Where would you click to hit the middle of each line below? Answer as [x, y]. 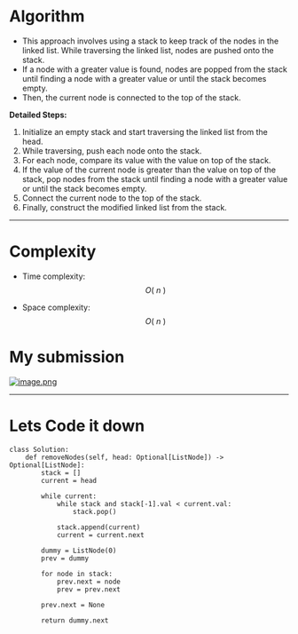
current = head [69, 480]
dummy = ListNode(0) [79, 551]
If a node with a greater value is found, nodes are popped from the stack [155, 69]
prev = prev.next [89, 589]
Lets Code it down [77, 426]
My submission [67, 357]
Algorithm [47, 16]
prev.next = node [89, 582]
